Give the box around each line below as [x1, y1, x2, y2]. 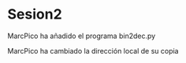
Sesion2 [7, 5, 62, 23]
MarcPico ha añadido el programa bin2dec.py [7, 31, 156, 40]
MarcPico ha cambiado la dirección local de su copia [7, 46, 179, 55]
